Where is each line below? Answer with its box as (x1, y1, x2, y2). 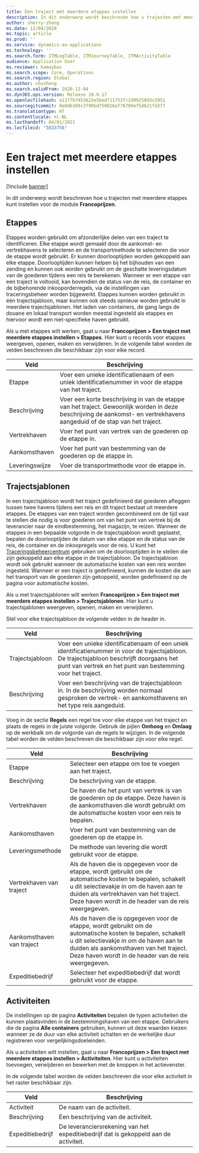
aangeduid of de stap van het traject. (59, 417, 162, 425)
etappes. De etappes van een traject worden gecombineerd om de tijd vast (6, 510, 189, 517)
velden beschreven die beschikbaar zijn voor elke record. (6, 346, 146, 353)
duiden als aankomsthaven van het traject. (69, 944, 188, 952)
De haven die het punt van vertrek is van (69, 786, 182, 794)
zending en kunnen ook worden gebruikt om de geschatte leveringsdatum (6, 265, 187, 272)
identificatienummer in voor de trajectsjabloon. (57, 647, 188, 655)
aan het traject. (69, 767, 112, 775)
